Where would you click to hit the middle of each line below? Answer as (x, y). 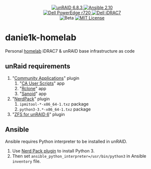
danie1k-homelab (41, 38)
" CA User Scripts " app (42, 83)
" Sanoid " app (33, 94)
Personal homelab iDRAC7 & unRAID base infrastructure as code (70, 51)
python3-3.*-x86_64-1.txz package (55, 109)
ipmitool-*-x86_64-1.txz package (54, 104)
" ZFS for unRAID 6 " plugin (38, 114)
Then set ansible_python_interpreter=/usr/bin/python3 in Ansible (79, 156)
